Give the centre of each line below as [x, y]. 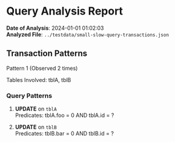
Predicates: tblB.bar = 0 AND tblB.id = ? [64, 134]
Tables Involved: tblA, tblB [39, 79]
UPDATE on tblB [36, 127]
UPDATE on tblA [36, 109]
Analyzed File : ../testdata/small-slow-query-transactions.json [88, 34]
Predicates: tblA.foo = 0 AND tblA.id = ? [64, 115]
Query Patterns [29, 95]
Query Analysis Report [64, 11]
